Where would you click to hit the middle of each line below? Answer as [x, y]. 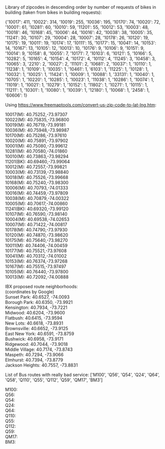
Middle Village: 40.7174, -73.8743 [39, 349]
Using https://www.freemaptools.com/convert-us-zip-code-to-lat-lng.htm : [81, 105]
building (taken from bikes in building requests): [53, 12]
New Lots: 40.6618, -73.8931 [34, 323]
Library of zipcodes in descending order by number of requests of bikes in [81, 7]
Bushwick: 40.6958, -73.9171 [34, 339]
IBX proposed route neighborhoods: [41, 286]
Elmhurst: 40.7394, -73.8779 [34, 360]
